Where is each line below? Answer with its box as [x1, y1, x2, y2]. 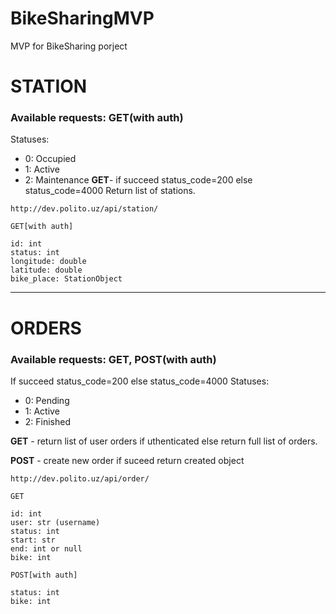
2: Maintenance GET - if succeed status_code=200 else [24, 174, 253, 186]
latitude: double [10, 265, 83, 276]
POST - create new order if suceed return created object [10, 454, 245, 466]
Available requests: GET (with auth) [10, 111, 184, 125]
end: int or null [10, 543, 83, 554]
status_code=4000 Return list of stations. [24, 185, 196, 197]
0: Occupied [24, 153, 77, 165]
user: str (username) [10, 517, 101, 527]
